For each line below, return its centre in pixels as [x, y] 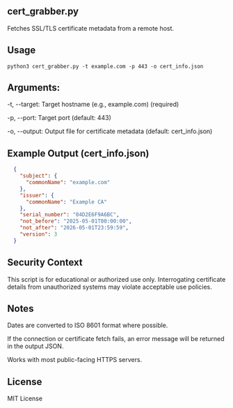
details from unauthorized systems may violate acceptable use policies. [110, 287]
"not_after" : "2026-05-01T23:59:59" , [74, 228]
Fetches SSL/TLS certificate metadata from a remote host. [91, 28]
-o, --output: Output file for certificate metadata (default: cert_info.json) [110, 131]
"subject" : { [39, 176]
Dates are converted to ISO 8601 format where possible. [88, 325]
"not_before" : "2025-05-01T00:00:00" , [76, 221]
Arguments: [34, 88]
